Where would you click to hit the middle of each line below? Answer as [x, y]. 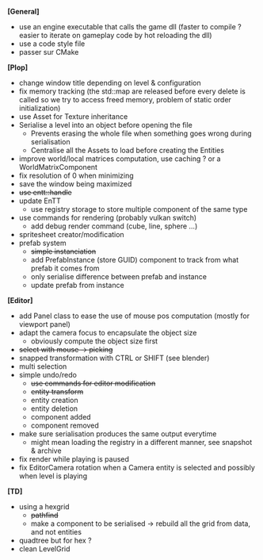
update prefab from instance [77, 285]
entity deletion [54, 408]
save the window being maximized [75, 184]
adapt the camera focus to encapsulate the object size [108, 333]
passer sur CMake [49, 52]
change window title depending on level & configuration [110, 83]
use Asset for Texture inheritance [73, 117]
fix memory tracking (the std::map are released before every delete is [132, 91]
